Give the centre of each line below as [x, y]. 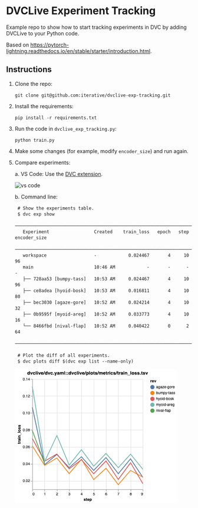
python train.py [34, 140]
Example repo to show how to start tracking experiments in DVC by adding [96, 27]
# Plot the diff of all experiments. [64, 355]
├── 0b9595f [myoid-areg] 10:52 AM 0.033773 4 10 [106, 314]
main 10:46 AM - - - [106, 267]
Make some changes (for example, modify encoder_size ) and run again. [101, 151]
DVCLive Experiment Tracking [81, 11]
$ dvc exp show [36, 214]
